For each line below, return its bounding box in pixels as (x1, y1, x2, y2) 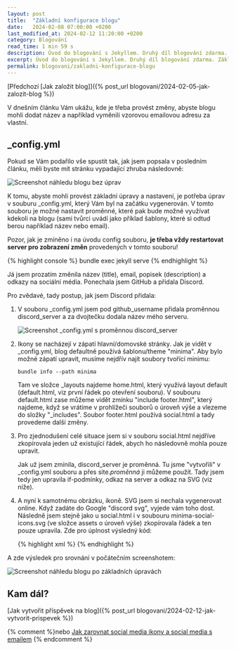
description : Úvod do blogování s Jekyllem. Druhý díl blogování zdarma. (7, 50, 228, 57)
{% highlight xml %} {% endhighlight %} (17, 540, 135, 549)
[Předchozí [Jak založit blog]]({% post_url (7, 82, 129, 90)
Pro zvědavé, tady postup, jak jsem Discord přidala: (7, 292, 157, 300)
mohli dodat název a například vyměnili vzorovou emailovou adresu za (7, 111, 211, 119)
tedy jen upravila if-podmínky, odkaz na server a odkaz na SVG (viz (17, 475, 213, 484)
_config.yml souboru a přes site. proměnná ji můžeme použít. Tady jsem (17, 468, 225, 476)
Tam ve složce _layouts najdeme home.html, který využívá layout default (17, 381, 228, 389)
